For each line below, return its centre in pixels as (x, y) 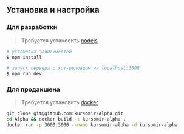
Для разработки (32, 27)
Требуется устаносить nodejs (60, 40)
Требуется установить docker (60, 102)
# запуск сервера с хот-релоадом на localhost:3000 (73, 68)
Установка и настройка (53, 10)
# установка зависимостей (39, 52)
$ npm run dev (24, 74)
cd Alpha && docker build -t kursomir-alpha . (66, 119)
